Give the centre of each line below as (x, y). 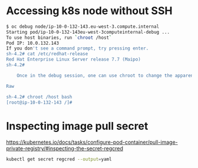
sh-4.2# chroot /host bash (39, 97)
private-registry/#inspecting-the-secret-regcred (65, 149)
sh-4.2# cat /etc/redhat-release (47, 54)
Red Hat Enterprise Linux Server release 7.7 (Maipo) (74, 60)
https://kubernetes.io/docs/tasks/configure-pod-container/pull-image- (92, 142)
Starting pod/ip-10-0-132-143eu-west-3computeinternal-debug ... (88, 32)
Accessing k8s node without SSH (89, 11)
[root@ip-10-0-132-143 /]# (39, 102)
